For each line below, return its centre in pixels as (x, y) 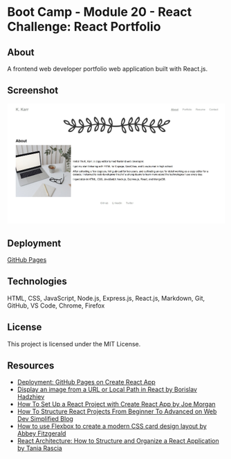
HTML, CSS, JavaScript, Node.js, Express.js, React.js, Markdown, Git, (106, 298)
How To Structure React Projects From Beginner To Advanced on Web (117, 411)
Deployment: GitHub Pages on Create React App (86, 382)
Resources (31, 365)
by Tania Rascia (39, 448)
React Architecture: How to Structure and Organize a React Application (118, 441)
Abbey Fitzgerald (41, 433)
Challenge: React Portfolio (84, 27)
